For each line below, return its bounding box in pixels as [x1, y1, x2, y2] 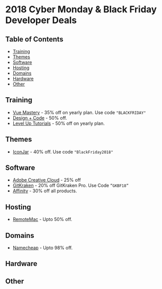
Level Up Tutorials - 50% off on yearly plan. [12, 120, 105, 126]
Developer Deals [5, 14, 77, 26]
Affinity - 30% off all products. [12, 188, 77, 194]
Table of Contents [5, 35, 64, 43]
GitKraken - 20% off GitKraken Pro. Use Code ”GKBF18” [12, 183, 129, 189]
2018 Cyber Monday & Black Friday [5, 4, 157, 15]
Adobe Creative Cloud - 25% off [12, 177, 81, 183]
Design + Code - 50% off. [12, 115, 67, 121]
